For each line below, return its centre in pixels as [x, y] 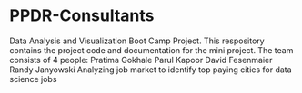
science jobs [33, 79]
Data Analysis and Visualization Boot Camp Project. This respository [137, 41]
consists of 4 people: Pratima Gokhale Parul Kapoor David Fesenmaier [141, 60]
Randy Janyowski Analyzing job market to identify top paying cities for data [151, 70]
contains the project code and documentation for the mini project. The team [151, 50]
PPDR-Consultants [82, 16]
